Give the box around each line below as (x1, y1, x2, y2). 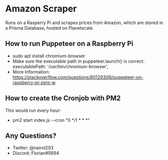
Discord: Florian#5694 (12, 150, 59, 156)
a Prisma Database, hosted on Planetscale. (5, 25, 94, 31)
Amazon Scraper (5, 3, 77, 15)
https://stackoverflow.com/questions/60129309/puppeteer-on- (12, 74, 144, 80)
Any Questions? (5, 131, 57, 140)
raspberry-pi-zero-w (12, 79, 56, 85)
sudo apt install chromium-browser (12, 53, 86, 59)
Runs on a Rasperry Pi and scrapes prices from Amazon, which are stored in (5, 20, 163, 26)
